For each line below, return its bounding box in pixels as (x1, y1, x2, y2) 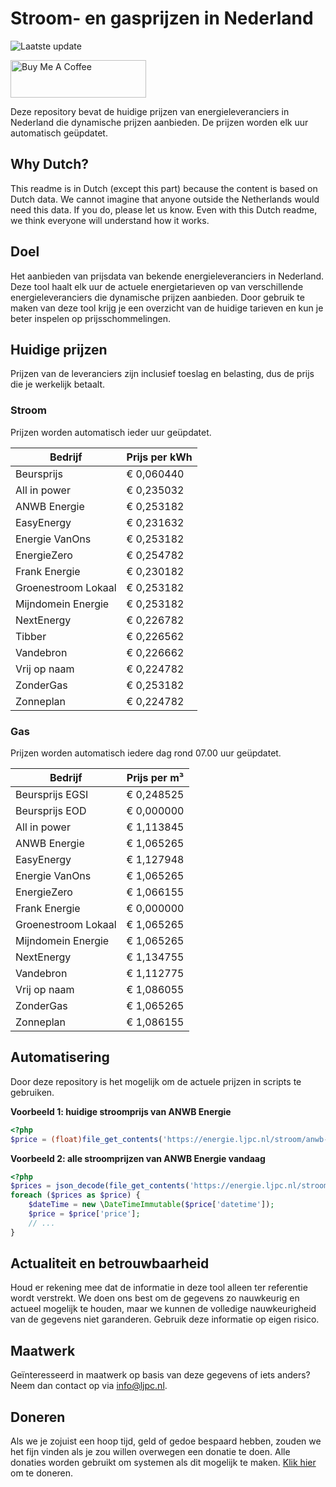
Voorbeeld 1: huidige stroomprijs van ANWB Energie (10, 1105, 232, 1117)
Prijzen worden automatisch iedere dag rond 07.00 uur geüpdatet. (10, 747, 282, 759)
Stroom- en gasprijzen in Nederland (10, 7, 314, 30)
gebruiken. (10, 1086, 55, 1098)
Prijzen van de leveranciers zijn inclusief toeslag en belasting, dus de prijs (10, 368, 315, 380)
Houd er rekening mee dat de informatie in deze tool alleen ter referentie (10, 1282, 308, 1294)
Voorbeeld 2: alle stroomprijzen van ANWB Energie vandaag (10, 1152, 266, 1164)
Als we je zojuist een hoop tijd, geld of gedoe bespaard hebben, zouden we (10, 1435, 322, 1447)
